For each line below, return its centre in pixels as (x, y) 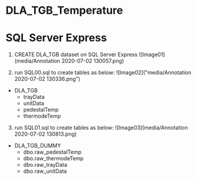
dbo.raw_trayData (45, 165)
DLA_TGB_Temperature (64, 10)
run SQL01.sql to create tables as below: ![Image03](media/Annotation (101, 128)
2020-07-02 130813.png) (46, 134)
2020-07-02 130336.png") (47, 79)
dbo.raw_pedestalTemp (52, 152)
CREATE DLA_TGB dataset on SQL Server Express (76, 55)
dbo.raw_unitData (45, 171)
